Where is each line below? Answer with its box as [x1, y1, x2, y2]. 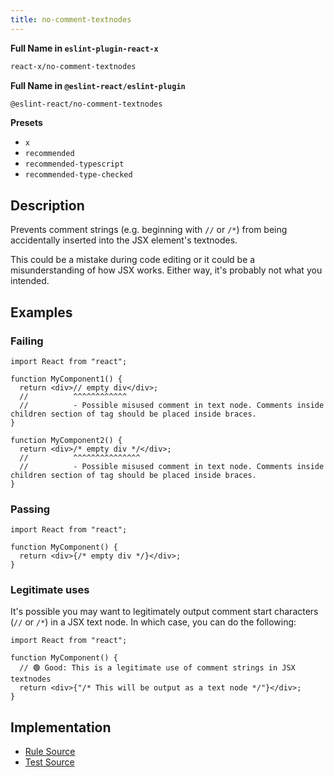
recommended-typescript [24, 159, 125, 170]
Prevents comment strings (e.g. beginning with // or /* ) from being [10, 224, 288, 236]
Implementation [10, 719, 112, 736]
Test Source [24, 756, 75, 768]
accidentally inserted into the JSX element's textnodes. [10, 234, 238, 246]
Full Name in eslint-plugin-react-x [10, 42, 159, 54]
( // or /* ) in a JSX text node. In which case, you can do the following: [10, 616, 297, 628]
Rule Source [24, 746, 76, 758]
